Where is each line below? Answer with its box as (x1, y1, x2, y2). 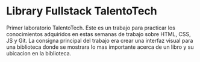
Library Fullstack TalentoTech (6, 4, 158, 18)
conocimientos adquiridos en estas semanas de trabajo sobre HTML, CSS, (6, 30, 191, 37)
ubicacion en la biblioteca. (6, 49, 72, 57)
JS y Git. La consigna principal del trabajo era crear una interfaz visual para (6, 37, 193, 44)
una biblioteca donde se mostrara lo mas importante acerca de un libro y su (6, 43, 194, 51)
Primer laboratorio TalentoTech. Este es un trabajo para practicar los (6, 24, 176, 31)
